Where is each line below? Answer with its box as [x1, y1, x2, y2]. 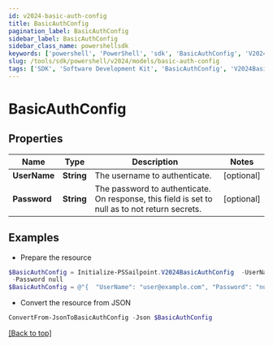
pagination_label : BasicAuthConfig [8, 27, 129, 35]
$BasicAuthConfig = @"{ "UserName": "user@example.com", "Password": [8, 283, 253, 292]
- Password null [11, 275, 63, 284]
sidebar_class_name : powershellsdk [8, 42, 129, 50]
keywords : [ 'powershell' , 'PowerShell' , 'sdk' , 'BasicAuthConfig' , [8, 50, 242, 58]
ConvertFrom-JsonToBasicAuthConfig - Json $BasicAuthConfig [8, 314, 213, 322]
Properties [8, 132, 63, 146]
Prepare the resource [19, 253, 92, 262]
